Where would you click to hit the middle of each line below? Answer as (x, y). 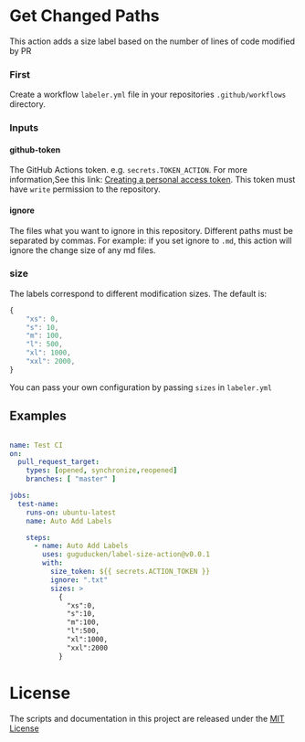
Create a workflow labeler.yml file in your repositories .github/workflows (148, 95)
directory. (27, 104)
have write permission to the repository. (85, 189)
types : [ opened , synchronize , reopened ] (102, 471)
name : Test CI (37, 445)
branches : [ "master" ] (71, 479)
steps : (38, 537)
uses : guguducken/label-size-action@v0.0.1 (126, 555)
